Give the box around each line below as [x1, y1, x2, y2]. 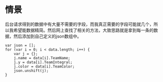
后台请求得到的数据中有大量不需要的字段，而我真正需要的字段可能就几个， [5, 21, 154, 27]
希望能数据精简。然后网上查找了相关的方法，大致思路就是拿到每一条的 [13, 27, 154, 33]
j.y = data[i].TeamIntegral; [14, 60, 73, 65]
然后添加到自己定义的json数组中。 [13, 33, 81, 39]
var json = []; [5, 43, 36, 48]
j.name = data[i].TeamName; [14, 55, 70, 60]
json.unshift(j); [14, 68, 49, 73]
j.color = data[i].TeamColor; [14, 64, 75, 69]
